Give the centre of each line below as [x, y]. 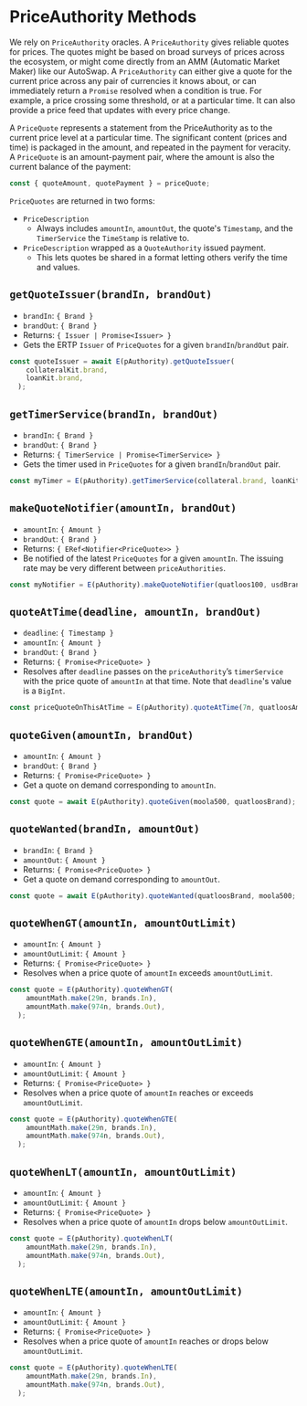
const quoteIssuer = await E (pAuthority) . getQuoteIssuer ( [122, 361]
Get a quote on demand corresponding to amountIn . [119, 785]
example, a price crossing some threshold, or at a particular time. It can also [153, 100]
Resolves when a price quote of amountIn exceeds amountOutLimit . [148, 973]
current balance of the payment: [70, 166]
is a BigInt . [44, 691]
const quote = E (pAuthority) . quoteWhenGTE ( [94, 1119]
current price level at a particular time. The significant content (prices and [148, 137]
